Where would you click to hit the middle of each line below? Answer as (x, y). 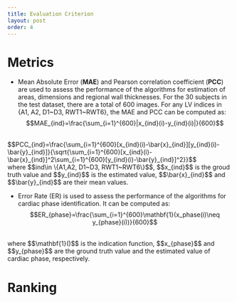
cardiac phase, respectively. (49, 259)
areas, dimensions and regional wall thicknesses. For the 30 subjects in (122, 97)
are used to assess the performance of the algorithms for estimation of (121, 90)
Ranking (32, 287)
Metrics (31, 62)
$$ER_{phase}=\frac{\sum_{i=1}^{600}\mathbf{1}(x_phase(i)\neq (125, 215)
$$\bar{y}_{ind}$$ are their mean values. (68, 183)
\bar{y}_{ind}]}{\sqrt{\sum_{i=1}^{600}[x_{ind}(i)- (80, 152)
